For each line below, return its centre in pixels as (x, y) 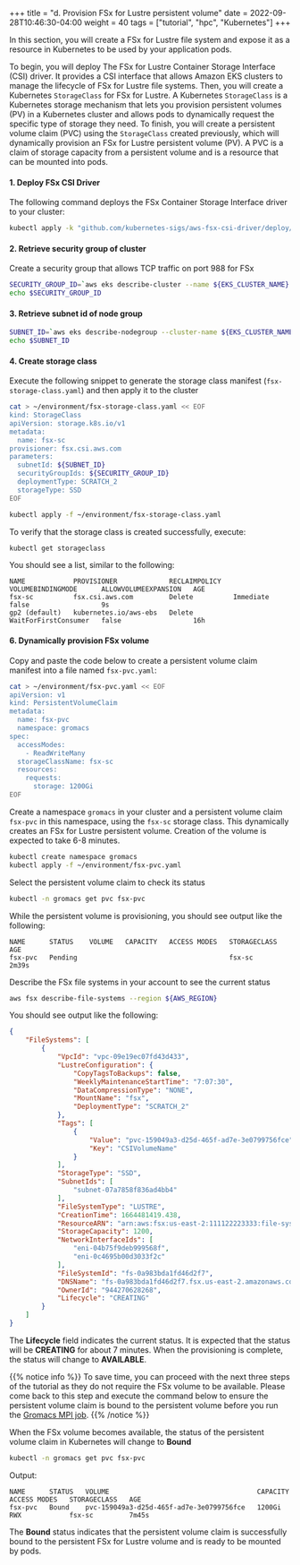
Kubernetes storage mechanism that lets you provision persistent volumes (146, 105)
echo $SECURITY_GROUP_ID (55, 293)
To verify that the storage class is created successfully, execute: (128, 531)
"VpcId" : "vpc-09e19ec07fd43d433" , (123, 1057)
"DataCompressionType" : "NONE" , (133, 1090)
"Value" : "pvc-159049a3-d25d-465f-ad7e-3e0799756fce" (191, 1140)
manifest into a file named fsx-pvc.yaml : (83, 670)
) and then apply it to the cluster (140, 391)
